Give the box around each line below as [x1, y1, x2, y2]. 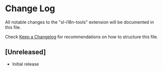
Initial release [12, 61, 39, 67]
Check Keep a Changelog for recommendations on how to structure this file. [5, 34, 159, 40]
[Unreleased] [5, 48, 46, 56]
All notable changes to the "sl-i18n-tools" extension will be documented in [5, 19, 154, 25]
